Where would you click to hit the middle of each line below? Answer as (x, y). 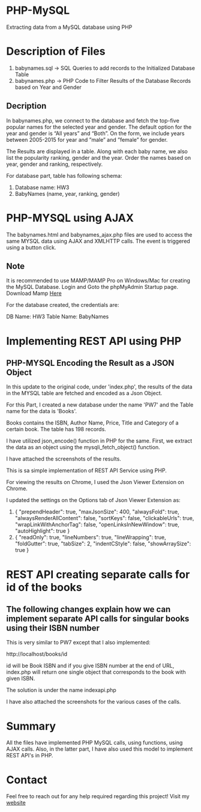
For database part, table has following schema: (64, 175)
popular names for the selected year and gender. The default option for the (99, 127)
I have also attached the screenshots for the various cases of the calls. (94, 702)
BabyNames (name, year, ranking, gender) (67, 193)
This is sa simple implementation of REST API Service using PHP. (86, 471)
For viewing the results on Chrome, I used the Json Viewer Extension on (95, 482)
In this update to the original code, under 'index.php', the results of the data (100, 387)
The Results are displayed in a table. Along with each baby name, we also (97, 151)
